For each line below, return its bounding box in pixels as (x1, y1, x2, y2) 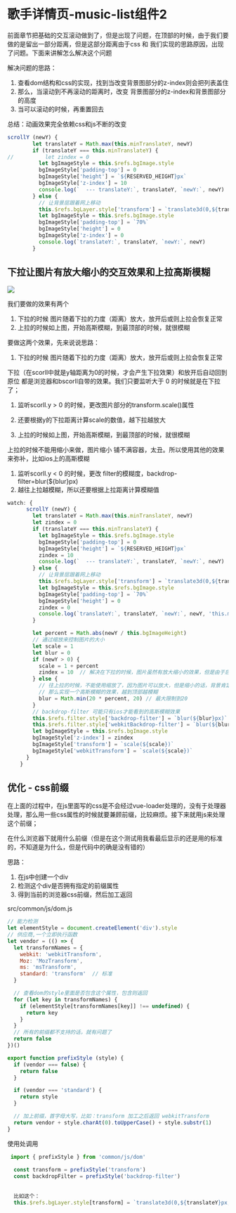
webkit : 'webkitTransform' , (20, 951, 102, 958)
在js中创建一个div (17, 873, 69, 881)
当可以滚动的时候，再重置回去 (17, 105, 104, 113)
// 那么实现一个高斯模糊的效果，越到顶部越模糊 (38, 688, 158, 695)
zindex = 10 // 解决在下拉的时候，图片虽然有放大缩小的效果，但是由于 (38, 669, 225, 676)
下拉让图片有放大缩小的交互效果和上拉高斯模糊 (7, 267, 211, 278)
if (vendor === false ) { (13, 1061, 86, 1068)
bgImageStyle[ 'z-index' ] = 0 (38, 232, 124, 239)
